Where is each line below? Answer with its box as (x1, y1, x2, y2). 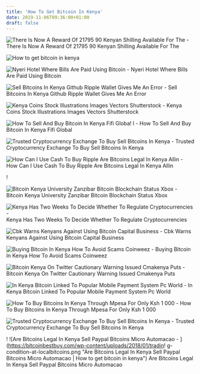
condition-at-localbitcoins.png (6, 348, 81, 355)
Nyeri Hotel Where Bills (131, 66, 188, 73)
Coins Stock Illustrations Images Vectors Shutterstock (6, 108, 139, 116)
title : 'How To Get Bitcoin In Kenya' (6, 8, 103, 15)
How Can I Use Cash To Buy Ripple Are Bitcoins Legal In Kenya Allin (6, 162, 174, 170)
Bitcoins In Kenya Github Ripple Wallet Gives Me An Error (6, 91, 147, 98)
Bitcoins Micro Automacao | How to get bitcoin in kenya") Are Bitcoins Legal (6, 355, 193, 362)
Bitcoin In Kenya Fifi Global (6, 126, 72, 134)
